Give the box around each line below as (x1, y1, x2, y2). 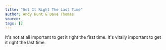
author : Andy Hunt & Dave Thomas (5, 12, 74, 17)
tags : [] (5, 21, 23, 26)
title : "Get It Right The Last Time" (5, 7, 83, 12)
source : (5, 16, 21, 21)
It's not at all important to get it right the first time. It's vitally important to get (5, 34, 161, 40)
